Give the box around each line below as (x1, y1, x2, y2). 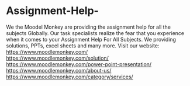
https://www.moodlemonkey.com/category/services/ (6, 73, 133, 80)
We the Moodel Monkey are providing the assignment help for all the (6, 23, 171, 30)
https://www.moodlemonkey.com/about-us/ (6, 67, 112, 74)
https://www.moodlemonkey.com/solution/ (6, 54, 109, 61)
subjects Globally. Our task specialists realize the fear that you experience (6, 29, 185, 36)
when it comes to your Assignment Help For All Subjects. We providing (6, 36, 177, 43)
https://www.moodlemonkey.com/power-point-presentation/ (6, 60, 152, 68)
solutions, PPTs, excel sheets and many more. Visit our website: (6, 42, 160, 49)
